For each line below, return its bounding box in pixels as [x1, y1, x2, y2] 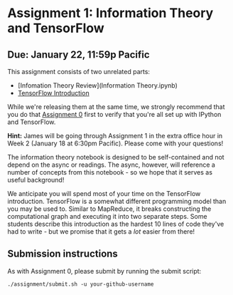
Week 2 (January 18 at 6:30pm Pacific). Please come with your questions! [7, 139, 224, 147]
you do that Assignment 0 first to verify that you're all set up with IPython [7, 110, 222, 118]
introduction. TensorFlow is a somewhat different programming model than [7, 197, 227, 205]
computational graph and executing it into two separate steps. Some [7, 212, 207, 220]
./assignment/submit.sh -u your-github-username [7, 280, 154, 288]
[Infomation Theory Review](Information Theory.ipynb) [17, 81, 178, 90]
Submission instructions [7, 248, 119, 260]
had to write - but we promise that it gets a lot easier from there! [7, 227, 195, 236]
